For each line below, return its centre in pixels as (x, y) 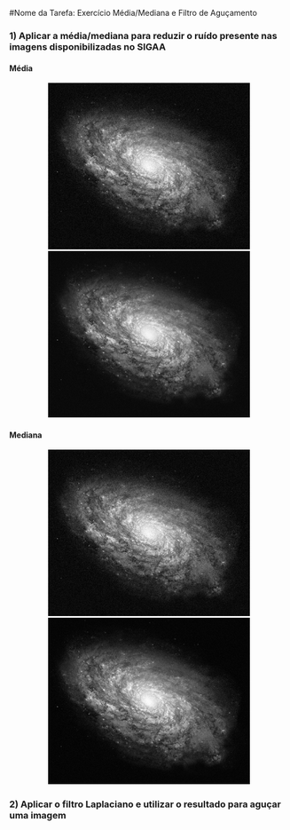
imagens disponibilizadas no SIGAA (88, 46)
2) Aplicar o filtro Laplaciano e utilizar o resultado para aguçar (145, 804)
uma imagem (38, 816)
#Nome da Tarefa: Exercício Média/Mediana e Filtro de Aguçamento (133, 13)
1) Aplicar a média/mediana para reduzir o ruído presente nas (143, 36)
